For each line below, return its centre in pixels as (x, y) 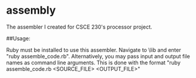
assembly (31, 10)
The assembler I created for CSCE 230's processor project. (79, 27)
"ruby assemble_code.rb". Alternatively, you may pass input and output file (98, 56)
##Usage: (19, 38)
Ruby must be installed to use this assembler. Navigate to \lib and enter (94, 50)
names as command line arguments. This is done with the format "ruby (94, 63)
